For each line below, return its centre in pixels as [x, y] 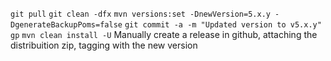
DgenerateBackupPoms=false [66, 25]
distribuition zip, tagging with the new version [104, 45]
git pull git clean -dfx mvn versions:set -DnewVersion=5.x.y [140, 14]
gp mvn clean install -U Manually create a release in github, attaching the [164, 34]
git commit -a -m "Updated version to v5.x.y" [223, 25]
